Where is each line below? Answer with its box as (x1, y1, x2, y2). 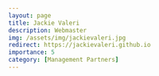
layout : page (8, 11, 52, 20)
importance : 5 (8, 48, 56, 56)
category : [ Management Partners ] (8, 56, 119, 64)
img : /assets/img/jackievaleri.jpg (8, 33, 126, 42)
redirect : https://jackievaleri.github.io (8, 41, 151, 49)
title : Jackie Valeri (8, 19, 80, 27)
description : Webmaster (8, 26, 87, 34)
